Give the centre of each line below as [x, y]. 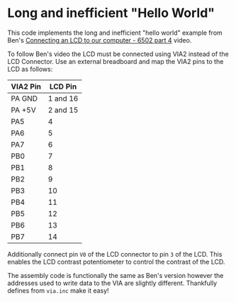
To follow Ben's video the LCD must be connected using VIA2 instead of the [118, 54]
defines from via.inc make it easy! [58, 290]
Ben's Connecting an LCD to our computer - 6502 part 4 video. [100, 40]
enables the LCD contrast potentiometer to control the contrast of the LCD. [116, 262]
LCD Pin [63, 86]
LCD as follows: [30, 69]
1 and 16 [63, 99]
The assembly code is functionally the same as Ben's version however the [116, 275]
